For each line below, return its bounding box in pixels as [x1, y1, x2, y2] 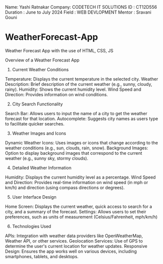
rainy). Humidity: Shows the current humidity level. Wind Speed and [5, 86, 142, 92]
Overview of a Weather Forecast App [5, 57, 80, 63]
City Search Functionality [12, 101, 63, 107]
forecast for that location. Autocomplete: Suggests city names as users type [5, 116, 159, 122]
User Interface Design [12, 194, 57, 200]
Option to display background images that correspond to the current [5, 150, 143, 156]
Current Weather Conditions [12, 66, 69, 72]
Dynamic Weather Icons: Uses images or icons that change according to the [5, 140, 158, 145]
